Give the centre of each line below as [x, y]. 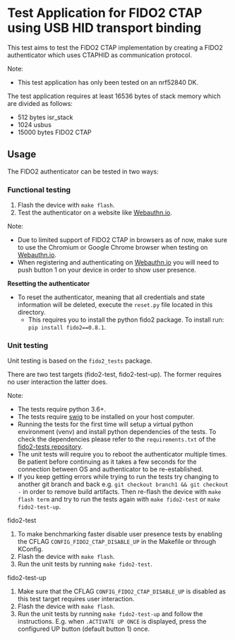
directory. [31, 313]
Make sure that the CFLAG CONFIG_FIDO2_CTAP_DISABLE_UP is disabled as [121, 591]
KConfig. [30, 549]
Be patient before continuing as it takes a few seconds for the [107, 462]
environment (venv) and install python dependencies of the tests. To [117, 432]
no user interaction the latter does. [58, 382]
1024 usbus [34, 124]
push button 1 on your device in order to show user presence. [107, 270]
